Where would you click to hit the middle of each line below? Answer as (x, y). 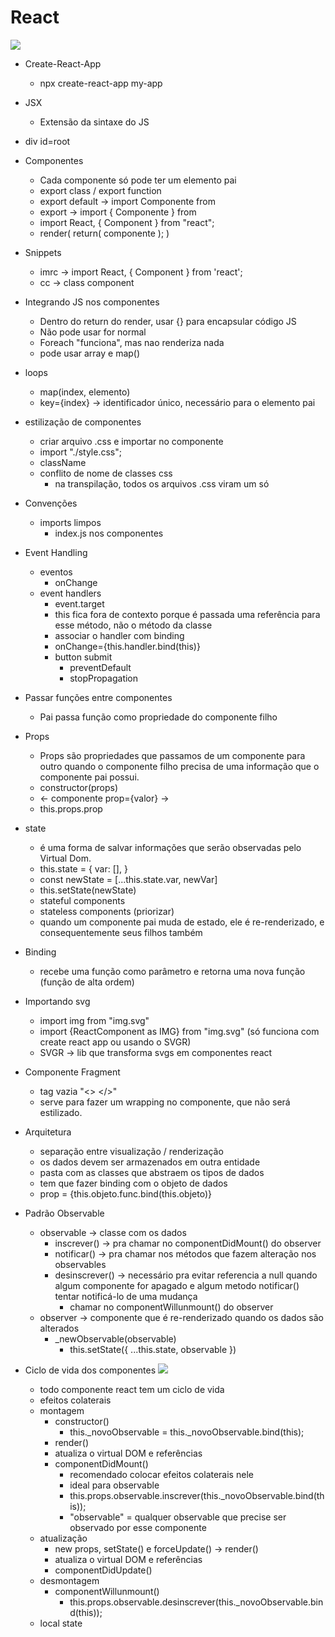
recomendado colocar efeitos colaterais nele (161, 1474)
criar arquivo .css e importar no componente (131, 441)
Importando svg (57, 1001)
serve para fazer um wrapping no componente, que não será (165, 1102)
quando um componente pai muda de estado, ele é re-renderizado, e (182, 922)
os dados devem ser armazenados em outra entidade (150, 1162)
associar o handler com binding (119, 635)
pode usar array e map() (90, 353)
